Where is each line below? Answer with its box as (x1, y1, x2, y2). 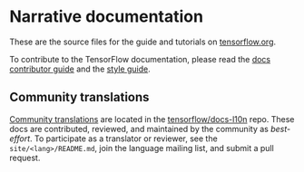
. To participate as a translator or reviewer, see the (30, 133, 218, 144)
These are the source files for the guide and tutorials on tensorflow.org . (9, 36, 277, 47)
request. (9, 152, 41, 163)
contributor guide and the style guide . (9, 63, 152, 74)
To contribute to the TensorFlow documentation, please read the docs (9, 53, 270, 64)
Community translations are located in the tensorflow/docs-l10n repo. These (9, 113, 295, 124)
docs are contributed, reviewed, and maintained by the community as (9, 123, 270, 134)
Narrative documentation (9, 6, 204, 27)
